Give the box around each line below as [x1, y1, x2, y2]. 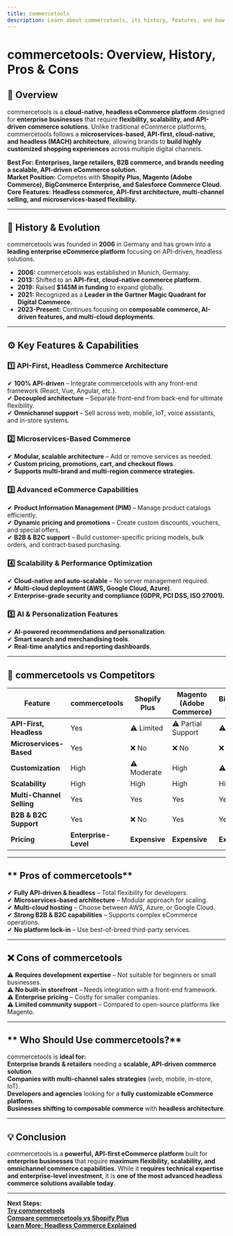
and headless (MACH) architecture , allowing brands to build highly [7, 137, 202, 145]
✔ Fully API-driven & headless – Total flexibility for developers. [7, 888, 189, 896]
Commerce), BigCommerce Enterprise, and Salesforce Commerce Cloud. [7, 180, 222, 189]
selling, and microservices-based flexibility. [7, 195, 137, 203]
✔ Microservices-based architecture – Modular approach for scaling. [7, 896, 208, 904]
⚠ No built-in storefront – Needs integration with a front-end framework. [7, 985, 217, 994]
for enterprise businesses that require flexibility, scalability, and [7, 115, 195, 123]
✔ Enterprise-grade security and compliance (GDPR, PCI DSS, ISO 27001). [7, 591, 225, 599]
